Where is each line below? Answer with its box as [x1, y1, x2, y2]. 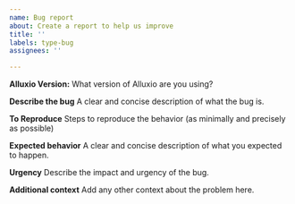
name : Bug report [9, 13, 74, 22]
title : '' [9, 30, 46, 38]
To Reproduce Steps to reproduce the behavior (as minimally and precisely [9, 114, 286, 124]
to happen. [9, 149, 49, 161]
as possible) [9, 123, 55, 134]
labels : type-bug [9, 38, 74, 47]
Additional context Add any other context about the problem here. [9, 184, 255, 195]
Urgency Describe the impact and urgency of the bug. [9, 167, 210, 178]
